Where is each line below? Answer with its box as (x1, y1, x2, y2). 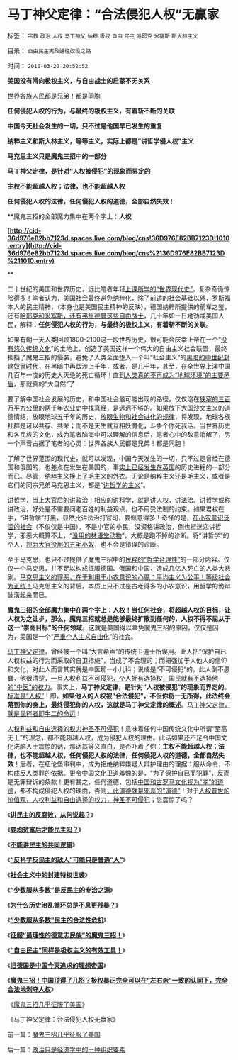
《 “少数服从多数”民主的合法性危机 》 (7, 915, 107, 924)
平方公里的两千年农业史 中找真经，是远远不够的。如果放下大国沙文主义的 (13, 403, 225, 412)
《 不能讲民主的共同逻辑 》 (7, 840, 76, 849)
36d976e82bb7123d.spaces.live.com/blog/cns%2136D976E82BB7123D (7, 249, 225, 257)
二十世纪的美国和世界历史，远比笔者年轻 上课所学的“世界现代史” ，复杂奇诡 (7, 284, 225, 293)
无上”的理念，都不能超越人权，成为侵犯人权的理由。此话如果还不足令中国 (7, 733, 222, 742)
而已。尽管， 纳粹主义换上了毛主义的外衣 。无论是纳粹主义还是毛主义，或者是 (7, 472, 231, 480)
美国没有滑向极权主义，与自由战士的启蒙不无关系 (7, 76, 150, 85)
